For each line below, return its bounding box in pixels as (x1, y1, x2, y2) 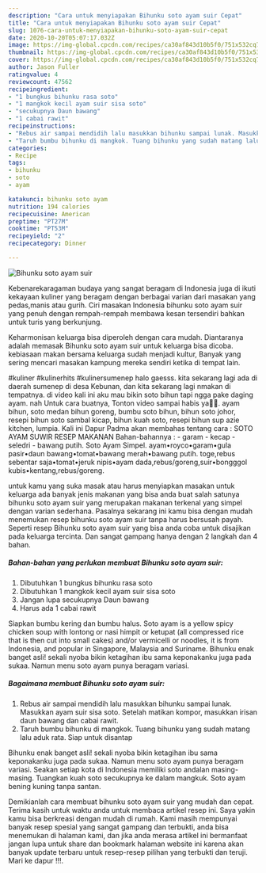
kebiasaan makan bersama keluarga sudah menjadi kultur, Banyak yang (8, 349, 241, 359)
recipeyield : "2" (8, 232, 66, 240)
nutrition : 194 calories (8, 203, 90, 211)
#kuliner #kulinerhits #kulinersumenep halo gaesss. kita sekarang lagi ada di (8, 373, 258, 383)
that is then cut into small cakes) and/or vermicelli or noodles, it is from (8, 635, 240, 645)
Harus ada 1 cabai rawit (19, 603, 97, 612)
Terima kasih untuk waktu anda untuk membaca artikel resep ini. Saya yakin (8, 805, 256, 814)
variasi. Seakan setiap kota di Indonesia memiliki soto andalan (8, 764, 210, 774)
